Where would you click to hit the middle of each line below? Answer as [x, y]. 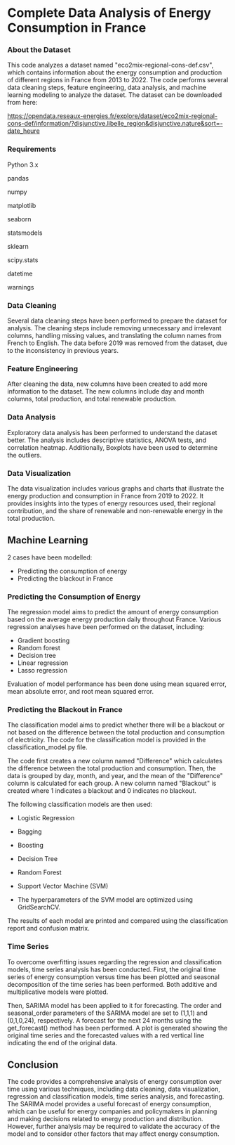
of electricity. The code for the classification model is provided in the [107, 740]
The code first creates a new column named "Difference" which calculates [115, 761]
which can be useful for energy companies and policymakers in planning [112, 1111]
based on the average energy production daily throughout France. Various [114, 619]
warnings [21, 287]
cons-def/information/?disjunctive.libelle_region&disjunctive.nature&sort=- [115, 124]
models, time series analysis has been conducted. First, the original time [112, 969]
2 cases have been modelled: [50, 557]
